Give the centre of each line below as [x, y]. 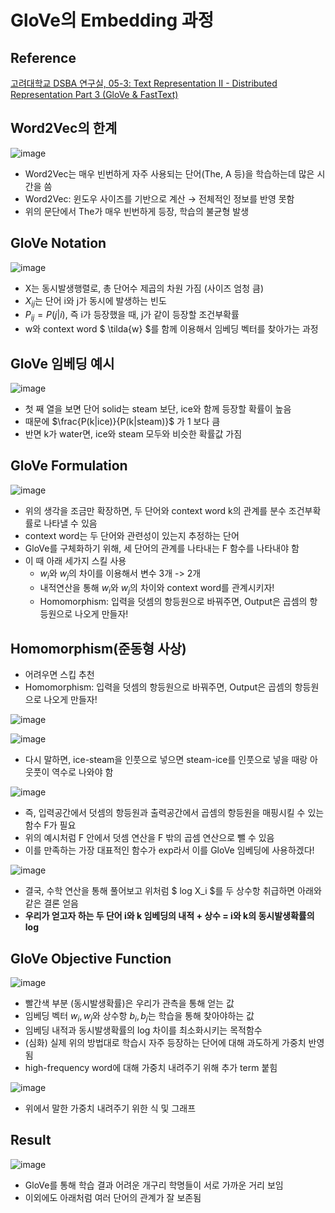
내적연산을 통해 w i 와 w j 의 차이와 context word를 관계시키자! [157, 588]
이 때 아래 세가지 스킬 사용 [75, 560]
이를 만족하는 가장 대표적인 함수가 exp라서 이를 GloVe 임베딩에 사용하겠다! [169, 850]
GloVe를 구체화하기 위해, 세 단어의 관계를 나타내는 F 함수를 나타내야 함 [162, 548]
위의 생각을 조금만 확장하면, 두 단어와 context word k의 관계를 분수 [155, 510]
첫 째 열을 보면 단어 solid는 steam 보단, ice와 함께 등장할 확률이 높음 [158, 409]
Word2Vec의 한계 [64, 128]
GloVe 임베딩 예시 [62, 363]
